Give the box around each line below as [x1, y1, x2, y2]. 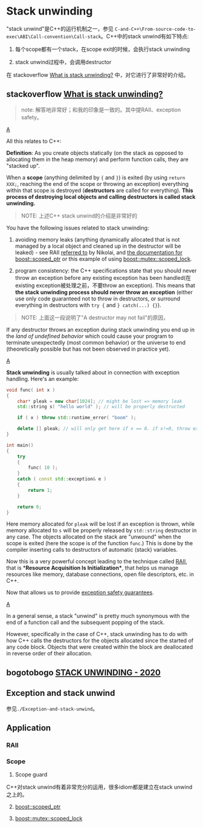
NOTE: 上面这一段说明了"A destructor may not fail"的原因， [21, 314, 169, 321]
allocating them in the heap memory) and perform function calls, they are [6, 156, 188, 163]
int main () [6, 442, 34, 448]
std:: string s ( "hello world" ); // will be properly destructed [17, 404, 185, 410]
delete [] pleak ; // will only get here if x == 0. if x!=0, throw [17, 426, 190, 432]
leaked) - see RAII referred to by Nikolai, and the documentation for [14, 248, 183, 256]
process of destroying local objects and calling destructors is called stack [6, 193, 196, 200]
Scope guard [14, 771, 48, 778]
